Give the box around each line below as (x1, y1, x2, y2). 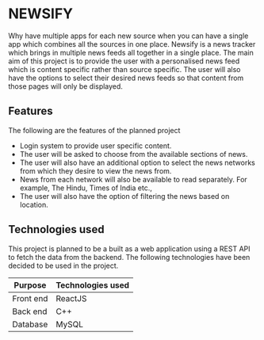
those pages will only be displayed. (8, 81, 123, 91)
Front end (12, 292, 48, 304)
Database (12, 319, 48, 330)
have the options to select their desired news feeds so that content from (8, 73, 244, 82)
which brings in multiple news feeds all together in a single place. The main (8, 48, 254, 57)
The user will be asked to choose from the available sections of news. (19, 149, 248, 159)
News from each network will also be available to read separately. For (19, 174, 247, 184)
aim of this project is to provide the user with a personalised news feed (8, 56, 240, 66)
